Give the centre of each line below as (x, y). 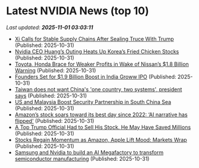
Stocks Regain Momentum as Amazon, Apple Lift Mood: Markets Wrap (101, 140)
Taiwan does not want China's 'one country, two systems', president (98, 89)
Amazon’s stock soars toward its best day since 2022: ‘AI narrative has (101, 115)
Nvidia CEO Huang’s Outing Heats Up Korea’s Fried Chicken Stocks (97, 51)
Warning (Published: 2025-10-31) (55, 70)
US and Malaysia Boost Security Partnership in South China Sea (93, 102)
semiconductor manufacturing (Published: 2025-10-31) (82, 159)
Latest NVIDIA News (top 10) (78, 11)
